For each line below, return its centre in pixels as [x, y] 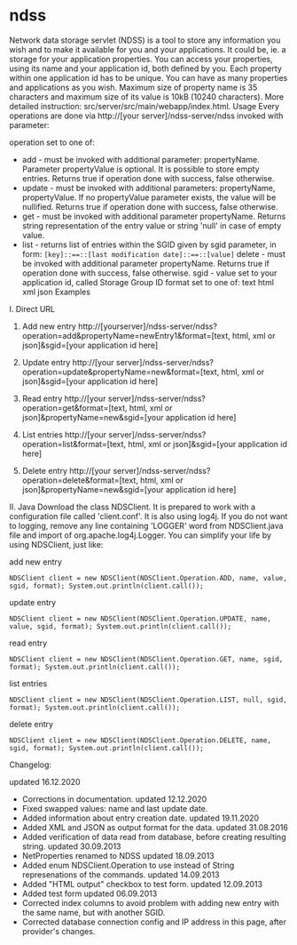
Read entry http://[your [64, 398]
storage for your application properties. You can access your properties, [141, 59]
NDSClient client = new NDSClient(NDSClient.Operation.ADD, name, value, [148, 578]
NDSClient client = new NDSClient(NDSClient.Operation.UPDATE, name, [141, 619]
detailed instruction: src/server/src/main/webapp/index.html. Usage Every [145, 106]
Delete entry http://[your [66, 470]
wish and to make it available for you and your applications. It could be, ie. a [148, 49]
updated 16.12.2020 [45, 781]
